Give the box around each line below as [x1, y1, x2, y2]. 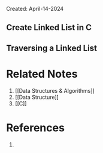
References [6, 120, 65, 134]
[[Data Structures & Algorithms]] [14, 87, 95, 94]
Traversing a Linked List [6, 43, 98, 53]
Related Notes [6, 67, 78, 81]
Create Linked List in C [6, 22, 92, 33]
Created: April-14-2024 [6, 5, 64, 12]
